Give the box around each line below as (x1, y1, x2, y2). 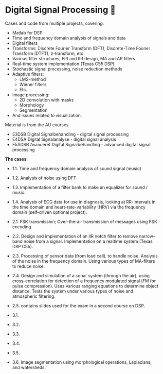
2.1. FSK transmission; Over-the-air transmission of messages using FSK (12, 219, 157, 224)
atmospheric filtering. (12, 293, 55, 299)
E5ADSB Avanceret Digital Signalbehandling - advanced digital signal (12, 141, 151, 147)
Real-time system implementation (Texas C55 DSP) (12, 61, 115, 67)
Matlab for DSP (12, 30, 43, 35)
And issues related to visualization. (12, 112, 82, 118)
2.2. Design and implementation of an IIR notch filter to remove (12, 233, 138, 239)
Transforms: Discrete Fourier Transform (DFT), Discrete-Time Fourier (12, 45, 151, 51)
